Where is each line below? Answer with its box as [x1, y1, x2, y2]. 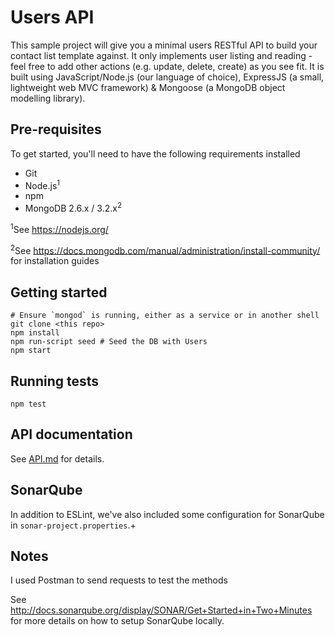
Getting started [10, 284, 108, 301]
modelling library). [10, 92, 86, 104]
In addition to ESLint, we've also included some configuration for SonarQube [10, 508, 325, 520]
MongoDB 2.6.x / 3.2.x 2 [24, 201, 123, 215]
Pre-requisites [10, 121, 102, 138]
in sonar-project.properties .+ [10, 519, 137, 531]
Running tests [10, 372, 100, 390]
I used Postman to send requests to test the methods [10, 574, 228, 586]
